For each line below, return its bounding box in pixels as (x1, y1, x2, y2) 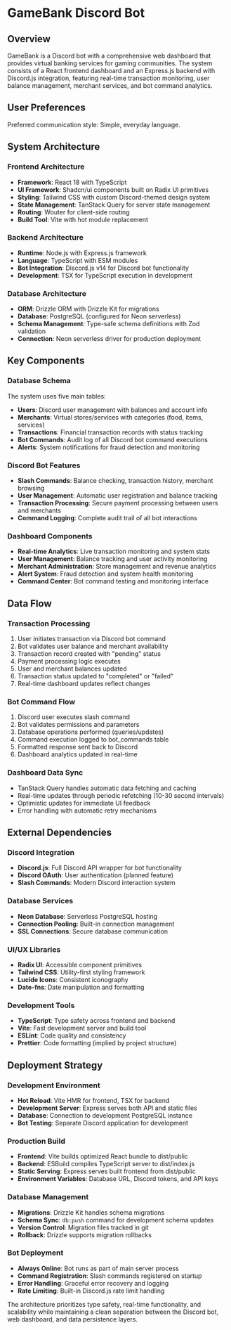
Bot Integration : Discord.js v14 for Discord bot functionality (17, 264, 190, 272)
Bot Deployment (7, 1248, 64, 1258)
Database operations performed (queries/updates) (17, 728, 164, 736)
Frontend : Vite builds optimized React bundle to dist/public (17, 1152, 188, 1161)
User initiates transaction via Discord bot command (17, 635, 166, 643)
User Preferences (7, 102, 86, 114)
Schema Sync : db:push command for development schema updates (17, 1215, 214, 1224)
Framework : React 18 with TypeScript (17, 178, 127, 186)
